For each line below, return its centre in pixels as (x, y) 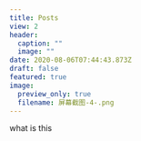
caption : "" (40, 43)
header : (24, 35)
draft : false (34, 69)
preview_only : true (55, 94)
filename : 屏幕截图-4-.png (66, 102)
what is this (31, 128)
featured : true (38, 77)
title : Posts (34, 18)
